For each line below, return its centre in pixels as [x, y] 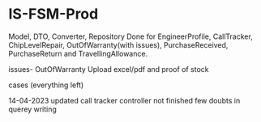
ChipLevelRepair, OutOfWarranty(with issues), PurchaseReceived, [118, 44]
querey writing [32, 109]
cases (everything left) [46, 85]
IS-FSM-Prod [53, 14]
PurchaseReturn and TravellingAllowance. [78, 53]
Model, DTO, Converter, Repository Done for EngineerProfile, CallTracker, [130, 36]
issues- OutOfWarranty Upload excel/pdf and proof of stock [109, 69]
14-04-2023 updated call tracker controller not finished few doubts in [124, 100]
